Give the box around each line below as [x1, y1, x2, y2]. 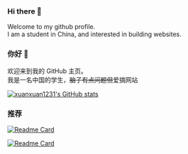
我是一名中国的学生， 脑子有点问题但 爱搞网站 [7, 75, 138, 84]
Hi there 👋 [7, 6, 43, 16]
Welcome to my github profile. [7, 23, 96, 31]
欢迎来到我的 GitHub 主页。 [7, 67, 87, 75]
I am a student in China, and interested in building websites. [7, 30, 182, 38]
